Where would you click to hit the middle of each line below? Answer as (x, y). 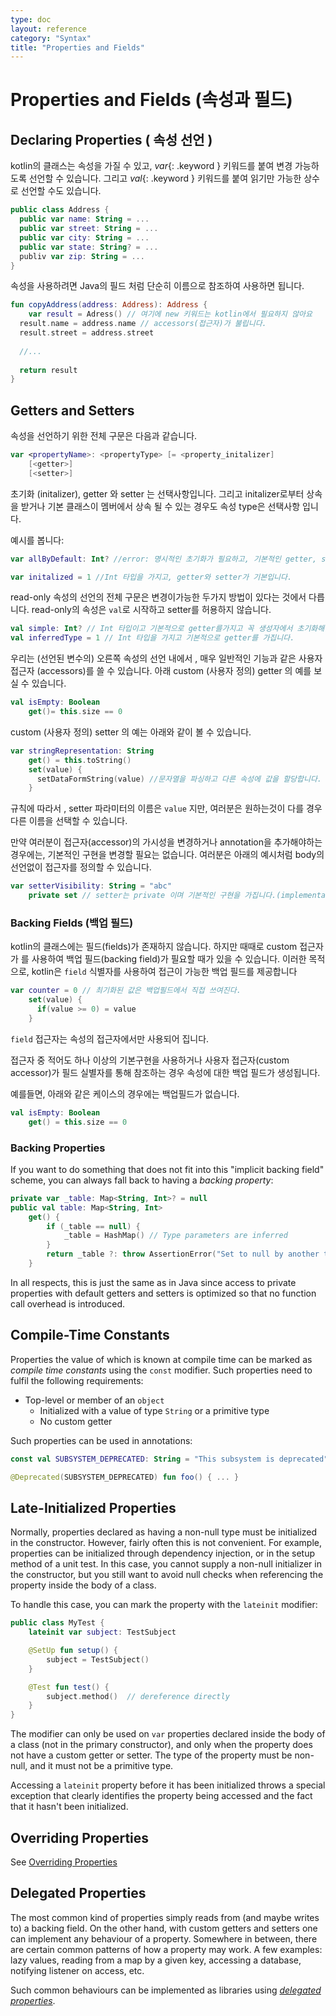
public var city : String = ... (84, 237)
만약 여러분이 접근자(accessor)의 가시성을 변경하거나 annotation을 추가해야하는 (166, 842)
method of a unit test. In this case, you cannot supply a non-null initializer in (166, 1564)
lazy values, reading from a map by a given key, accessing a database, (156, 1960)
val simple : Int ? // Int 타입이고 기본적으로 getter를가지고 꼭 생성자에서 (151, 629)
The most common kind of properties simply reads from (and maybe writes (165, 1917)
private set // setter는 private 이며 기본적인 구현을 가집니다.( (155, 896)
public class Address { (60, 210)
